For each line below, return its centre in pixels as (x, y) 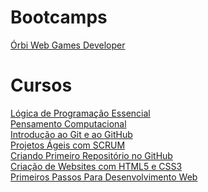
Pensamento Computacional (68, 123)
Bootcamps (59, 17)
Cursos (41, 85)
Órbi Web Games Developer (68, 45)
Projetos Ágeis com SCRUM (68, 145)
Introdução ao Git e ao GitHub (71, 134)
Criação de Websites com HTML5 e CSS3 (96, 166)
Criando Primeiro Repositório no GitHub (91, 155)
